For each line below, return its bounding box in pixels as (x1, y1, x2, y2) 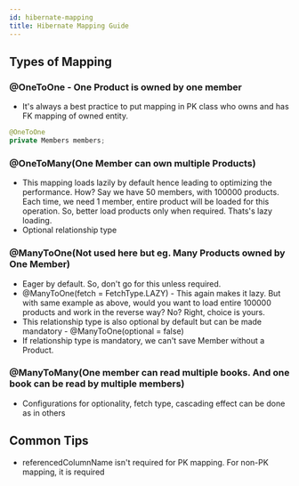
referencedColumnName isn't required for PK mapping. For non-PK (21, 457, 269, 467)
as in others (21, 407, 66, 418)
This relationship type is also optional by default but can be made (21, 316, 263, 327)
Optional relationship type (21, 224, 117, 236)
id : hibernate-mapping (9, 12, 93, 22)
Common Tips (9, 433, 89, 449)
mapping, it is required (21, 466, 105, 477)
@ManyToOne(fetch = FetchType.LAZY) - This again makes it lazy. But (21, 288, 281, 298)
